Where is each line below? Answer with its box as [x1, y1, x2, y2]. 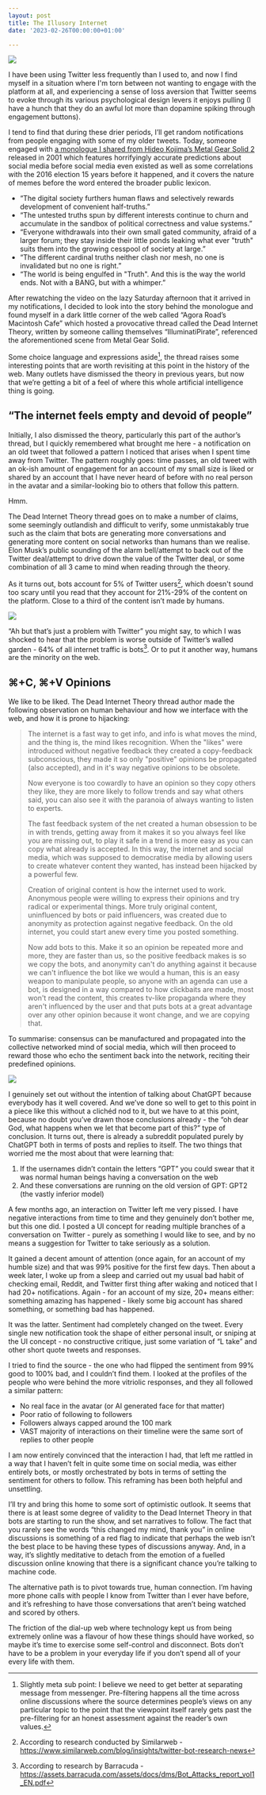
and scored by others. [8, 1608, 81, 1617]
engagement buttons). [8, 112, 81, 122]
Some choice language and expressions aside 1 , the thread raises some [8, 351, 240, 362]
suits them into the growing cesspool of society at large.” [19, 244, 206, 254]
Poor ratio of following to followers [19, 1409, 133, 1419]
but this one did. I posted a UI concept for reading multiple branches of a [8, 1221, 245, 1231]
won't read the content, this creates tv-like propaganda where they [27, 993, 247, 1002]
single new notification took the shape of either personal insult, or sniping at [8, 1328, 256, 1338]
